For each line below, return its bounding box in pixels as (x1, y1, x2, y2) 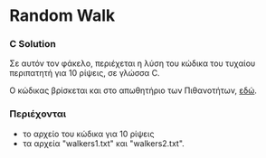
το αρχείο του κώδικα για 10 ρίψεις (22, 128, 155, 139)
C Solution (9, 38, 56, 51)
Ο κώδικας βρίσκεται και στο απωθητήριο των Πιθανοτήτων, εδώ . (9, 85, 258, 96)
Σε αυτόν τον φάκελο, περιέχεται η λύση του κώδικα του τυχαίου (9, 58, 256, 69)
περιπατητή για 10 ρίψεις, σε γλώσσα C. (9, 68, 160, 79)
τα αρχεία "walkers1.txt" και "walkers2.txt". (22, 137, 185, 149)
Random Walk (9, 5, 116, 26)
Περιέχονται (9, 107, 67, 120)
